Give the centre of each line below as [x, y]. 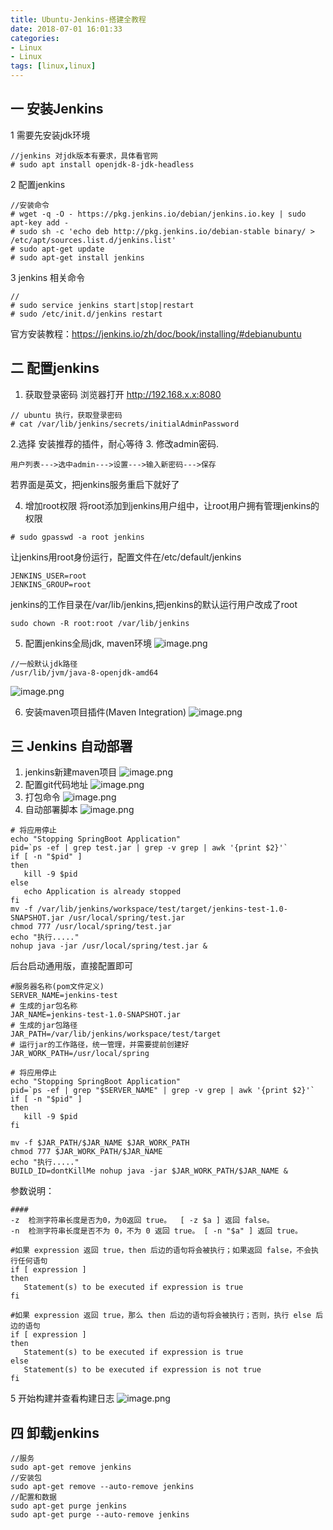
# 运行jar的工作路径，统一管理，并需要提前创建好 [100, 1045]
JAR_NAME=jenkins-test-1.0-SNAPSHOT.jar [96, 1015]
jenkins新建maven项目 [71, 772]
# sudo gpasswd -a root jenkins [77, 537]
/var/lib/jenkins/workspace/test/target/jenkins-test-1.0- [162, 909]
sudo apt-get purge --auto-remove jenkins [100, 1515]
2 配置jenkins [38, 184]
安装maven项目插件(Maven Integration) [105, 712]
